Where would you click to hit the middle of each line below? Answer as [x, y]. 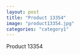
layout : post [23, 12]
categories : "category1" [38, 29]
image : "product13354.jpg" [40, 23]
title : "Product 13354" [36, 18]
